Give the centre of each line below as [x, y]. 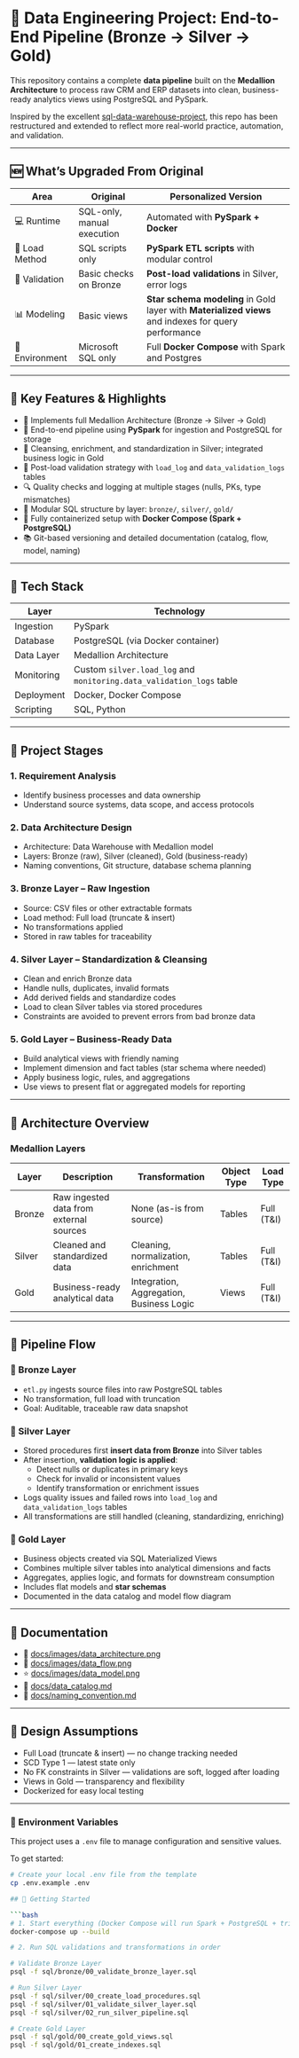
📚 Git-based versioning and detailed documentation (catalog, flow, [146, 538]
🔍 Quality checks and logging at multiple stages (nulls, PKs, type [142, 486]
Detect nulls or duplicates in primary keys [112, 1469]
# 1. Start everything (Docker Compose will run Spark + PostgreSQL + [143, 1923]
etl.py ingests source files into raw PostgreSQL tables [122, 1389]
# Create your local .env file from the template [104, 1875]
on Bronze [100, 285]
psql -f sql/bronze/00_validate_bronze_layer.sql [104, 1972]
